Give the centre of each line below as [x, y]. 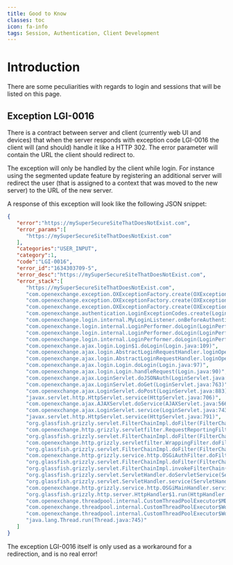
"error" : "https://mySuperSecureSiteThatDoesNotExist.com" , [103, 223]
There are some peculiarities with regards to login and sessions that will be [114, 87]
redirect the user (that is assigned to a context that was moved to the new [113, 183]
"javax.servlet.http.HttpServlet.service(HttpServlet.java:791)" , [123, 417]
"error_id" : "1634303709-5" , [57, 268]
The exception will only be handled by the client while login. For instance [111, 168]
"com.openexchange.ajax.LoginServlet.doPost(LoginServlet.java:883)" [128, 391]
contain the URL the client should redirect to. [71, 155]
